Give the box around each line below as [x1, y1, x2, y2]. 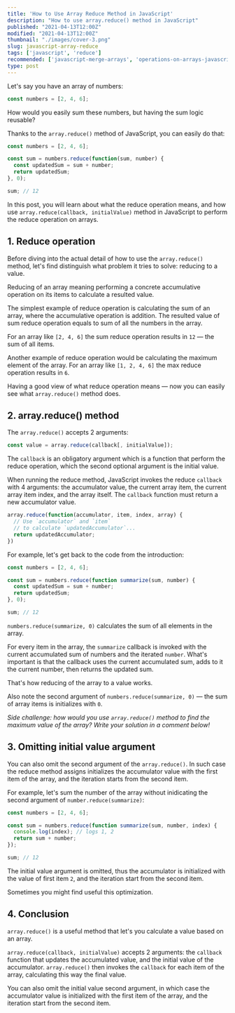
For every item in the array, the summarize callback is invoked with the [7, 642, 207, 651]
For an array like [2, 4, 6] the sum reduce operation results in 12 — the [7, 332, 215, 340]
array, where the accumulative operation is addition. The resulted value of [7, 311, 220, 319]
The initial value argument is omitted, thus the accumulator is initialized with [7, 866, 226, 875]
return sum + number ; [13, 835, 77, 842]
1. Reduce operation [7, 236, 96, 248]
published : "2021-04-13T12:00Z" [7, 23, 101, 30]
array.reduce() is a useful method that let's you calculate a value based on [7, 927, 224, 935]
